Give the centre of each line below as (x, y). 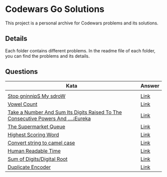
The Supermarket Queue (37, 127)
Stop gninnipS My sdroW (37, 96)
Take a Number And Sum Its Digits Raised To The (65, 112)
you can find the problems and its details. (47, 56)
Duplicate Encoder (29, 167)
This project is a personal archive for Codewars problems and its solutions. (82, 23)
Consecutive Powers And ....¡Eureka (49, 118)
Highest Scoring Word (34, 135)
